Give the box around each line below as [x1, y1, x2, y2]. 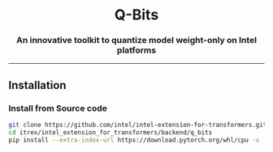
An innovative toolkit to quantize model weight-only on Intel [15, 35, 258, 46]
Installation [8, 78, 67, 92]
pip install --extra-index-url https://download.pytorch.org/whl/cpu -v [8, 136, 260, 144]
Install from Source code [8, 103, 108, 114]
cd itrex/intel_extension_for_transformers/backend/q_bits [8, 129, 213, 137]
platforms [116, 44, 157, 56]
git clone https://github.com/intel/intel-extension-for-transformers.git [8, 121, 267, 129]
